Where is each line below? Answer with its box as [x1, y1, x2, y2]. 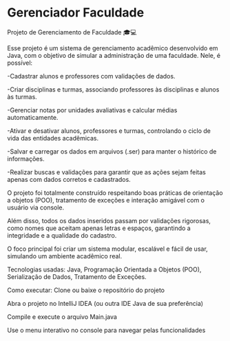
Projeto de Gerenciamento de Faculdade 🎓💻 [7, 28, 137, 36]
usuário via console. [7, 203, 65, 211]
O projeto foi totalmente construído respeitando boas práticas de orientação [7, 188, 223, 197]
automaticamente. [7, 113, 59, 121]
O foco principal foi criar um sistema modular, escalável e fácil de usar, [7, 245, 208, 253]
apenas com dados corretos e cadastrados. [7, 175, 131, 183]
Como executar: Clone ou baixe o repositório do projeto [7, 286, 165, 294]
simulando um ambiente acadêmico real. [7, 251, 123, 260]
